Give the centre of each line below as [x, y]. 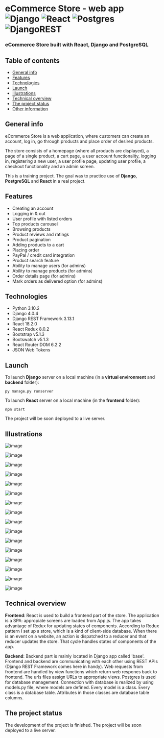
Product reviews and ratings [41, 234]
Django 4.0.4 [25, 314]
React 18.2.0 [25, 324]
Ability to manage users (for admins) [49, 266]
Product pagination [31, 239]
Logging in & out [29, 213]
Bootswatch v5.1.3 [30, 340]
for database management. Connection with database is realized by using [80, 682]
